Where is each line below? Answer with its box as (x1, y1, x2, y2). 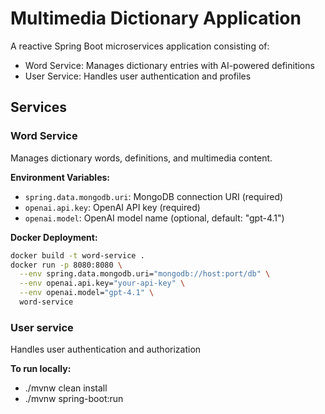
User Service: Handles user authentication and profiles (24, 70, 252, 82)
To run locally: (10, 363, 72, 375)
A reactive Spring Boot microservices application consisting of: (10, 40, 270, 52)
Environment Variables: (10, 171, 111, 183)
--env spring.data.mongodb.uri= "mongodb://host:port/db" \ (19, 269, 271, 279)
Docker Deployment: (10, 231, 98, 243)
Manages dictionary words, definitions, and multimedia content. (10, 152, 273, 164)
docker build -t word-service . (10, 250, 145, 261)
